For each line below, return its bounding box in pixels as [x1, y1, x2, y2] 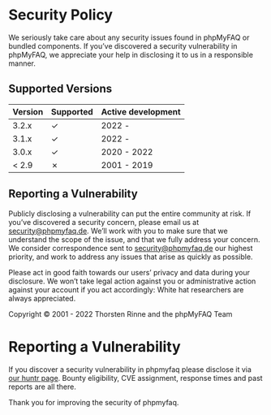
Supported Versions [8, 82, 112, 96]
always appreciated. [8, 293, 76, 303]
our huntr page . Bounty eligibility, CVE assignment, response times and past [8, 373, 263, 383]
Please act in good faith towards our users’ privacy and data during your [8, 267, 250, 277]
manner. [8, 58, 37, 68]
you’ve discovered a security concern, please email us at [8, 217, 200, 227]
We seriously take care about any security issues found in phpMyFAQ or [8, 32, 250, 42]
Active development [101, 106, 181, 117]
